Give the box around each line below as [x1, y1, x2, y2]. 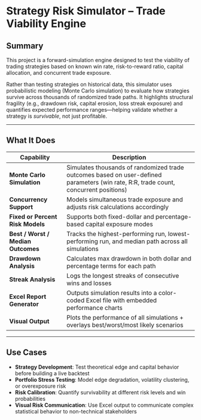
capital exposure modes [86, 220, 154, 228]
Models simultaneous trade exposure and [66, 195, 184, 204]
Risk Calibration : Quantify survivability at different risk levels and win [14, 388, 186, 396]
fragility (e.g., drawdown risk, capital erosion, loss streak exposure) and [6, 100, 183, 107]
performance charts [66, 303, 123, 312]
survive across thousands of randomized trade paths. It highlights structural [6, 94, 193, 100]
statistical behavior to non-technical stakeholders [14, 407, 137, 415]
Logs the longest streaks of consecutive [66, 271, 179, 280]
